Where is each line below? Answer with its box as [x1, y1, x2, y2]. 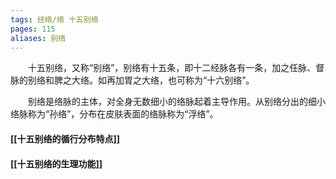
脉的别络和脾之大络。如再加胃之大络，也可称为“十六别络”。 [10, 74, 255, 86]
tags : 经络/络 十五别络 [10, 14, 99, 25]
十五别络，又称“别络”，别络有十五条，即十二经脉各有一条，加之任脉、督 [28, 62, 325, 74]
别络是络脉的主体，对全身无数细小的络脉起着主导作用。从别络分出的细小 [28, 96, 326, 108]
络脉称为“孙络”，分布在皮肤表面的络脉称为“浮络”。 [10, 108, 219, 120]
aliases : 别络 [10, 33, 67, 43]
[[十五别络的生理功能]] [10, 157, 103, 170]
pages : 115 [10, 24, 56, 34]
